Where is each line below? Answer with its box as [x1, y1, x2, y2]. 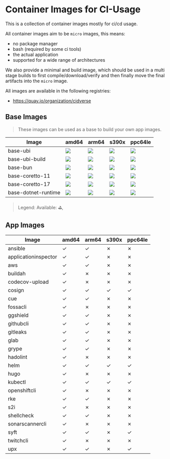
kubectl [8, 378, 26, 385]
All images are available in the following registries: [5, 87, 111, 94]
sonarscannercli [8, 420, 47, 427]
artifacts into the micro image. [5, 78, 68, 84]
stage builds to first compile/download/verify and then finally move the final [5, 72, 165, 78]
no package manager [12, 40, 58, 47]
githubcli [8, 320, 29, 327]
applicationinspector [8, 253, 57, 260]
